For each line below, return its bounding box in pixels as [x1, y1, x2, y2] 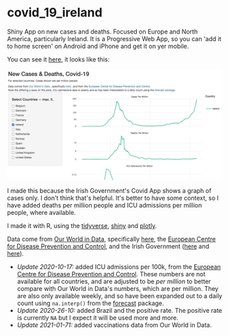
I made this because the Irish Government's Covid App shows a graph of [7, 186, 212, 194]
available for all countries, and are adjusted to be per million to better [16, 277, 211, 285]
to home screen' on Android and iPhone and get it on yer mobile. [7, 42, 189, 50]
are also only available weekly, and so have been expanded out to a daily [16, 292, 223, 300]
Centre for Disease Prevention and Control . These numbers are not [16, 270, 206, 278]
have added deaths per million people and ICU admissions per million [7, 201, 202, 209]
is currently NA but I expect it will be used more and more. [16, 313, 179, 322]
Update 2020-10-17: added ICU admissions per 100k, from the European [16, 262, 221, 271]
